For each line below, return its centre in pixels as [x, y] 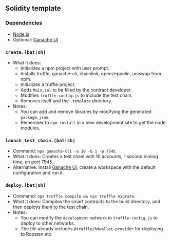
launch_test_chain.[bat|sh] [40, 140]
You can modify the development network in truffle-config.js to [89, 217]
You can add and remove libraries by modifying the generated [86, 112]
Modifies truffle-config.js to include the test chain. [77, 95]
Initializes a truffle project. [48, 84]
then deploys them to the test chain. [51, 207]
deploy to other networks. [48, 223]
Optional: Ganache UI [35, 39]
